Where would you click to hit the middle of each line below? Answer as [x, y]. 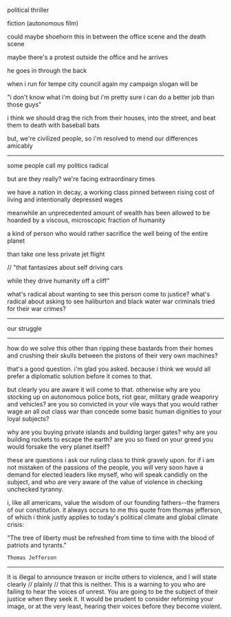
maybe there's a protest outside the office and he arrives [88, 57]
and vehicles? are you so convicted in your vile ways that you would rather [113, 404]
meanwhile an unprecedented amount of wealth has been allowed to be [109, 213]
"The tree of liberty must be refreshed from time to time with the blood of [111, 538]
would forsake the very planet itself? [58, 447]
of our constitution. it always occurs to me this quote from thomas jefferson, [115, 510]
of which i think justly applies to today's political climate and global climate [113, 517]
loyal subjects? [28, 419]
